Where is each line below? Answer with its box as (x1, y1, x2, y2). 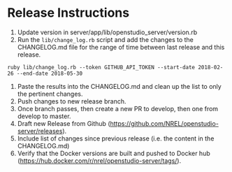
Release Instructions (7, 5, 130, 21)
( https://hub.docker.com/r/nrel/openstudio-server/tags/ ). (17, 156, 182, 165)
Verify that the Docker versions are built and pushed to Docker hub (17, 149, 211, 157)
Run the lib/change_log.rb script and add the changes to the (17, 35, 194, 43)
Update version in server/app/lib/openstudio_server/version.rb (17, 28, 198, 36)
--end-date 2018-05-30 (16, 70, 82, 77)
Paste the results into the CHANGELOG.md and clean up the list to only (17, 82, 222, 90)
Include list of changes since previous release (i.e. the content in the (17, 134, 215, 143)
